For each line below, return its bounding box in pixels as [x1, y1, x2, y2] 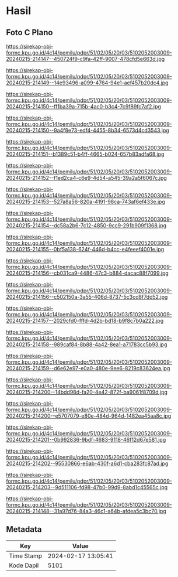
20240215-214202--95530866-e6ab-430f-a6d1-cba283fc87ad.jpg [6, 460, 169, 467]
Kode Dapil [9, 561, 39, 569]
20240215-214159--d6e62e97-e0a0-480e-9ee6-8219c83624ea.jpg [6, 365, 170, 371]
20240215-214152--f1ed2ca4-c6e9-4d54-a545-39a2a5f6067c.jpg [6, 175, 167, 181]
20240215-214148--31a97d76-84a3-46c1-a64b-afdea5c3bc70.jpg [6, 508, 166, 514]
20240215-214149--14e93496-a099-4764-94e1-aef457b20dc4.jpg [6, 79, 169, 86]
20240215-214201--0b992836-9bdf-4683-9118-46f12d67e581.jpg [6, 436, 166, 443]
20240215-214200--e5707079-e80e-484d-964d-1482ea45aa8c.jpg [6, 412, 172, 419]
